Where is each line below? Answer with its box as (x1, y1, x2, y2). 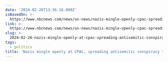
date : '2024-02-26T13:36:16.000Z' (5, 7, 77, 12)
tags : (5, 40, 16, 45)
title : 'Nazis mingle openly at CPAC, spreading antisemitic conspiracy (5, 49, 160, 54)
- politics (9, 44, 32, 49)
